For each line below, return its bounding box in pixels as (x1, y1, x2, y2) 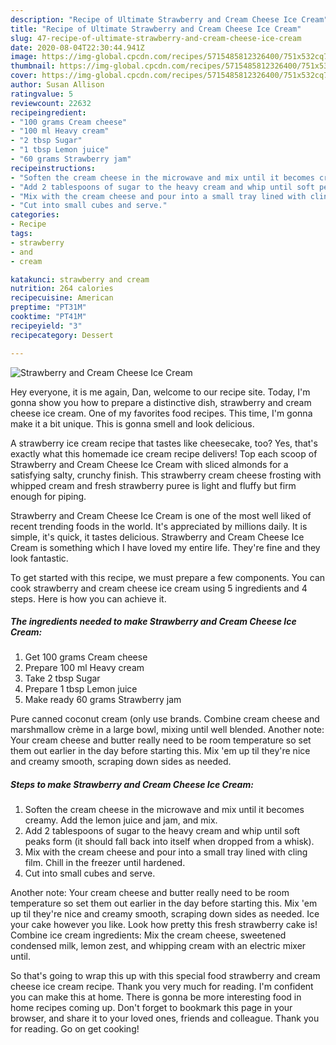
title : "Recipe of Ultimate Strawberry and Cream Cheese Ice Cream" (10, 24, 302, 34)
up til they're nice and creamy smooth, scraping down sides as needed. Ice (10, 908, 320, 920)
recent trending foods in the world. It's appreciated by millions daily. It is (10, 520, 308, 532)
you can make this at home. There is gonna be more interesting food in (10, 991, 302, 1003)
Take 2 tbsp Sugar (24, 672, 101, 685)
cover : (10, 71, 38, 81)
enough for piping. (10, 490, 87, 502)
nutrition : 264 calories (10, 284, 114, 294)
